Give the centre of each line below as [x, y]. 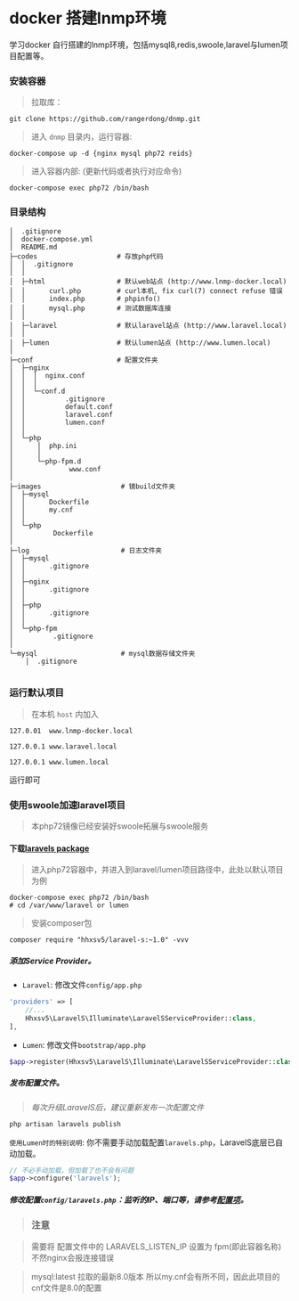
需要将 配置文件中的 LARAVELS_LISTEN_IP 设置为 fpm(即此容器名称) [156, 1246]
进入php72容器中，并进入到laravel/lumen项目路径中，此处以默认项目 [157, 870]
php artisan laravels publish [65, 1124]
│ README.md [33, 247]
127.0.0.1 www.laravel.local [63, 746]
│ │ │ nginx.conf [48, 375]
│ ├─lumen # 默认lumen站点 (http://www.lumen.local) [140, 343]
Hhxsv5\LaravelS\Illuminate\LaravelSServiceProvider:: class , [141, 1019]
